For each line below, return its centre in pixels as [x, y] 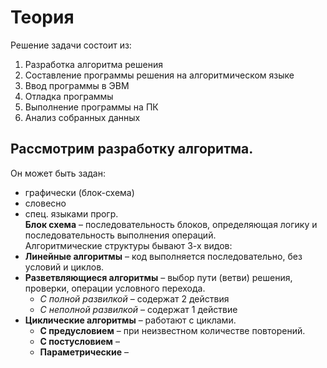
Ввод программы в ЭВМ [77, 85]
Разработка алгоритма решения [93, 64]
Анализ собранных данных [82, 117]
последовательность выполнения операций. [120, 235]
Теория [42, 17]
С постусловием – [79, 341]
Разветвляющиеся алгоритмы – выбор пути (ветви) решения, [158, 277]
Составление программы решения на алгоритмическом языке [159, 75]
